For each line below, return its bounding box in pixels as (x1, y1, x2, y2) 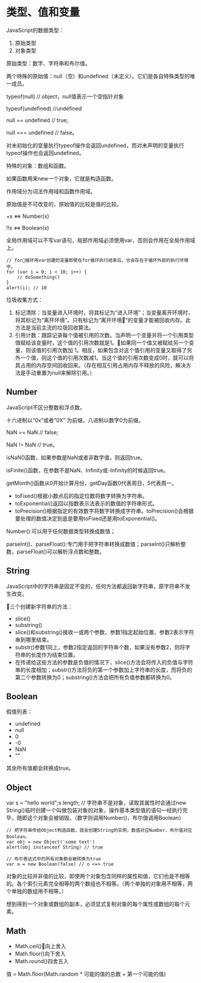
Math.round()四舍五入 (14, 958, 69, 964)
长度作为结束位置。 (31, 651, 79, 658)
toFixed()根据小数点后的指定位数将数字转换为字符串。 (14, 492, 148, 499)
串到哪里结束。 (14, 636, 52, 643)
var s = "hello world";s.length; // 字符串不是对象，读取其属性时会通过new (6, 799, 187, 807)
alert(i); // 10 (6, 284, 47, 291)
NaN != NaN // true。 (6, 441, 58, 448)
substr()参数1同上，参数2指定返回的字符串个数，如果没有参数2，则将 (14, 643, 185, 651)
